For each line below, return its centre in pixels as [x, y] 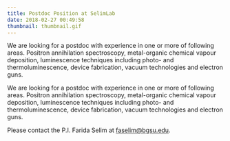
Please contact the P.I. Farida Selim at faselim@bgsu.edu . [89, 130]
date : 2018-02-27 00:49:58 [46, 20]
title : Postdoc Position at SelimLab [61, 13]
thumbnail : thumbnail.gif [44, 26]
